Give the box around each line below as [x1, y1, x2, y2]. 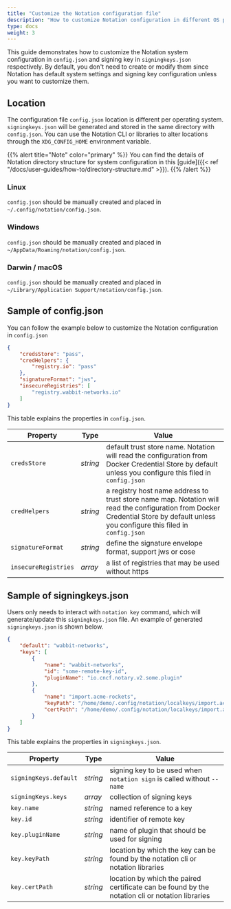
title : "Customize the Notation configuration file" [7, 10, 162, 17]
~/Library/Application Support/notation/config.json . [7, 285, 163, 293]
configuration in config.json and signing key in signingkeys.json [7, 56, 191, 64]
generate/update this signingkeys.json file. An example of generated [7, 616, 203, 624]
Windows [7, 223, 40, 232]
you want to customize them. [7, 77, 89, 86]
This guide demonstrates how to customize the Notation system [7, 48, 188, 56]
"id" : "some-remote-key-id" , [43, 668, 128, 675]
